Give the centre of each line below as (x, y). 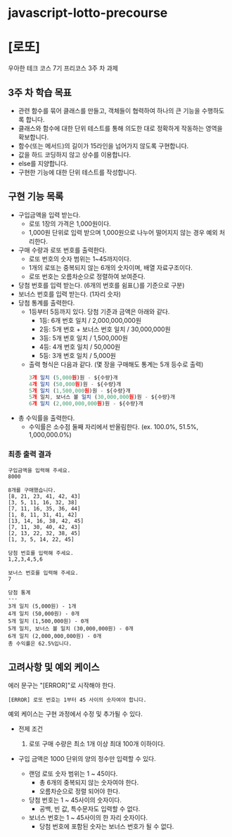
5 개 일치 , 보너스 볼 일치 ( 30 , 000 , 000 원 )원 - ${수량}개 (102, 397)
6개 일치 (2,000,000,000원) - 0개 (55, 637)
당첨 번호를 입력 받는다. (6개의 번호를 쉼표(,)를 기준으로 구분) (101, 285)
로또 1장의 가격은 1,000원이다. (70, 224)
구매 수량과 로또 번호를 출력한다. (62, 250)
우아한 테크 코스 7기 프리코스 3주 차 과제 (63, 68)
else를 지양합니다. (43, 163)
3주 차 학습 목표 (40, 92)
